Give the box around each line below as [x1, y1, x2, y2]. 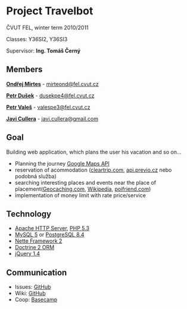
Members [6, 65, 43, 75]
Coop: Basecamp [14, 296, 58, 303]
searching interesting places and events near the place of [14, 179, 157, 186]
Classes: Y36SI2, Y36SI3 [6, 35, 68, 42]
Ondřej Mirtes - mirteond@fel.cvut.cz [6, 80, 99, 87]
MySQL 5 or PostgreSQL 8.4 [14, 231, 85, 238]
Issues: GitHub [14, 283, 51, 290]
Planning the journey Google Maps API [14, 160, 110, 167]
